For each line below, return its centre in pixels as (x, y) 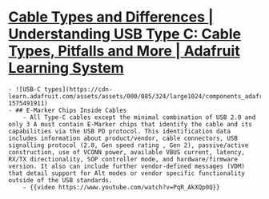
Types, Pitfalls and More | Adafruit (124, 51)
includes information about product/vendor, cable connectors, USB (123, 138)
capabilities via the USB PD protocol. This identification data (119, 131)
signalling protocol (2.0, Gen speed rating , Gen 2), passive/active (128, 145)
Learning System (66, 68)
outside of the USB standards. (60, 180)
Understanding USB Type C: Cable (125, 34)
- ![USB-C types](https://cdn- (60, 89)
